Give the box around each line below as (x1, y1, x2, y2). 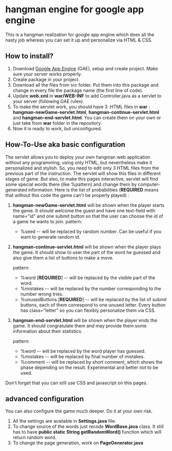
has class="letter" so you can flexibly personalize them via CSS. (20, 307, 156, 313)
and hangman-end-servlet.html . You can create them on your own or (12, 114, 161, 121)
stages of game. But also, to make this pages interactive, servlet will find (5, 175, 159, 182)
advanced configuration (5, 394, 84, 403)
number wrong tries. (20, 291, 63, 297)
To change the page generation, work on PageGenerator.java (12, 440, 143, 446)
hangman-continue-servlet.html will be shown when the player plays (12, 244, 161, 250)
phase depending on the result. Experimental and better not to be (20, 364, 159, 370)
